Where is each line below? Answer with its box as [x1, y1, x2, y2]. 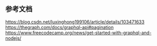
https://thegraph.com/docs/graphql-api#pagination [5, 24, 114, 30]
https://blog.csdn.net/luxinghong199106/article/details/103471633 [5, 18, 145, 25]
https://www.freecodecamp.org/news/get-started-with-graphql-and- [5, 30, 152, 36]
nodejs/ [5, 35, 22, 41]
